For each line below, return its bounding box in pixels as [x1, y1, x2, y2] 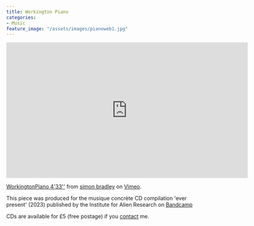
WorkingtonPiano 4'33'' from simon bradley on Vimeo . [6, 183, 142, 190]
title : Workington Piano [6, 8, 69, 15]
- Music [6, 20, 26, 26]
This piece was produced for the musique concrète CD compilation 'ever [6, 195, 187, 202]
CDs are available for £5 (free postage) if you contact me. [6, 213, 150, 220]
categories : [6, 14, 36, 20]
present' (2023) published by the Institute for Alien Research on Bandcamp [6, 201, 193, 209]
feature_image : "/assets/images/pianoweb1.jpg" [6, 25, 129, 32]
